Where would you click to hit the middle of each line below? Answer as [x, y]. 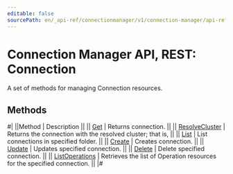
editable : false [31, 14]
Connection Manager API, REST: [102, 54]
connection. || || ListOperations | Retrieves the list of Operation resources [112, 156]
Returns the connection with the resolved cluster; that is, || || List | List [107, 134]
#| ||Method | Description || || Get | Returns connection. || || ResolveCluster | [116, 127]
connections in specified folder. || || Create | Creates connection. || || [106, 141]
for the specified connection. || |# [55, 164]
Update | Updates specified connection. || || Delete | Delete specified [106, 149]
